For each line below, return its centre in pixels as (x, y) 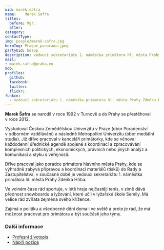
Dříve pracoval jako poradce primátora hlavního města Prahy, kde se (74, 164)
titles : (13, 19)
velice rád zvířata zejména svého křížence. (48, 199)
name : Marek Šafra (27, 14)
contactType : (18, 37)
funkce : (13, 96)
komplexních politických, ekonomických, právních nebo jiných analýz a (76, 150)
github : (17, 77)
